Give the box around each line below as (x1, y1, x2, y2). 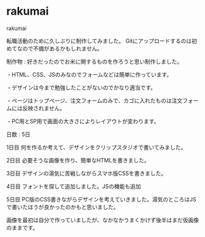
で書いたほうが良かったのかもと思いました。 (6, 203, 119, 211)
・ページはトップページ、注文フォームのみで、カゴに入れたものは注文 (6, 97, 183, 104)
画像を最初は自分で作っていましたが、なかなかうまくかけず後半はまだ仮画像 (6, 216, 199, 224)
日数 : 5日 (6, 130, 31, 138)
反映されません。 (22, 104, 65, 111)
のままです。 (6, 224, 39, 231)
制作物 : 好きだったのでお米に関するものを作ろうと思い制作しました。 (6, 58, 182, 65)
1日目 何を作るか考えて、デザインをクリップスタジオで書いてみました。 (6, 143, 187, 151)
